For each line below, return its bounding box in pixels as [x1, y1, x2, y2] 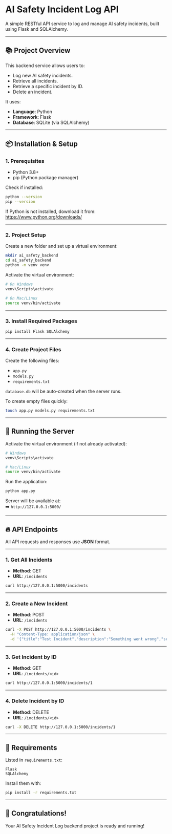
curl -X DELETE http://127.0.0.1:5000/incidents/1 [5, 724, 116, 730]
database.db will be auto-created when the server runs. [5, 388, 122, 395]
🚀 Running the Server [5, 427, 75, 436]
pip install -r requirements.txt [5, 790, 77, 796]
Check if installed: [5, 184, 44, 190]
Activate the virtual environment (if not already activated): [5, 440, 127, 446]
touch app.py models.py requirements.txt [5, 408, 95, 413]
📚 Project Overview [5, 46, 71, 55]
